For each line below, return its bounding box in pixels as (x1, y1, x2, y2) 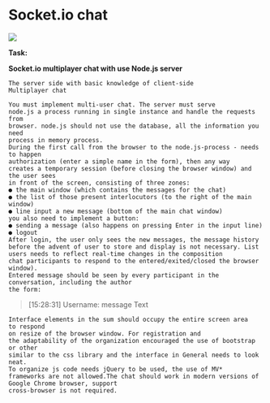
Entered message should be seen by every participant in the (8, 271, 220, 279)
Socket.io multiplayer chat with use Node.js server (8, 63, 183, 73)
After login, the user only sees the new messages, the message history (8, 236, 259, 244)
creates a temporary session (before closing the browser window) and (8, 164, 252, 172)
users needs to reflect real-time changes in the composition (8, 249, 223, 258)
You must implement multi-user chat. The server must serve (8, 100, 216, 109)
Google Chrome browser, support (8, 379, 118, 388)
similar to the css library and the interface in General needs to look (8, 351, 259, 359)
